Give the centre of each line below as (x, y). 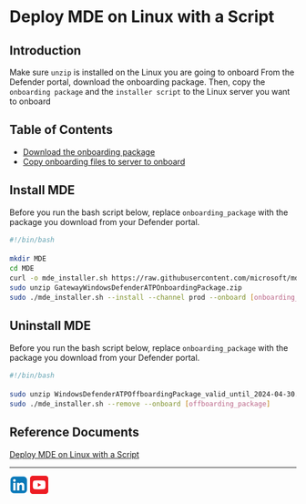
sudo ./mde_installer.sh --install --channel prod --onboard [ (132, 297)
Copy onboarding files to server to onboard (104, 161)
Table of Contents (61, 130)
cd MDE (22, 269)
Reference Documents (74, 432)
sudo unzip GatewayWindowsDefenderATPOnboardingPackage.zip (126, 288)
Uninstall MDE (50, 326)
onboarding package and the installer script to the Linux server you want (150, 92)
